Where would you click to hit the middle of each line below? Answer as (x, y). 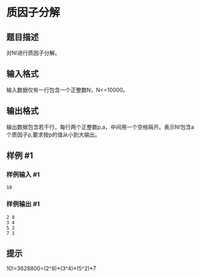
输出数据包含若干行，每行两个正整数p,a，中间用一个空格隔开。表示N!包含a (100, 127)
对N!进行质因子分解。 (33, 53)
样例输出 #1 (23, 204)
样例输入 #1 (23, 174)
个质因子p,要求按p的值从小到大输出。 (54, 135)
